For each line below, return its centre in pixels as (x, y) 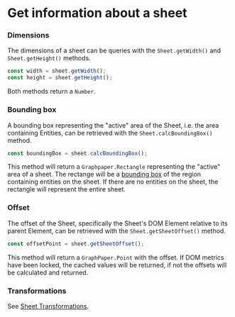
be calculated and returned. (48, 272)
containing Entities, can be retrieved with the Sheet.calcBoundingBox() (110, 133)
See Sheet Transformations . (48, 306)
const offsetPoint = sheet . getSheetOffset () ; (76, 244)
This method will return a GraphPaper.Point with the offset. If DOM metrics (116, 257)
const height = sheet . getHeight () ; (60, 78)
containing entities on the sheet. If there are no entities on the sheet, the (113, 182)
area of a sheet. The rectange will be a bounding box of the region (104, 174)
